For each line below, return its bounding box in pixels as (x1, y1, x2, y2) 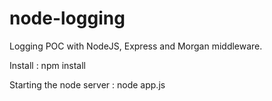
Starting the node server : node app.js (9, 78, 166, 91)
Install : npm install (9, 59, 87, 71)
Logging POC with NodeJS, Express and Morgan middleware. (9, 40, 263, 52)
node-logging (9, 7, 126, 30)
